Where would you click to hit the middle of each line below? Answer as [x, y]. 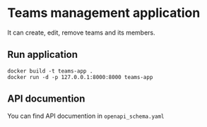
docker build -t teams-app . [50, 71]
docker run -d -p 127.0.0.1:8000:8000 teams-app [80, 77]
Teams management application [104, 13]
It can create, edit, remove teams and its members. [81, 32]
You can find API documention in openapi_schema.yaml [86, 116]
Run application [43, 55]
